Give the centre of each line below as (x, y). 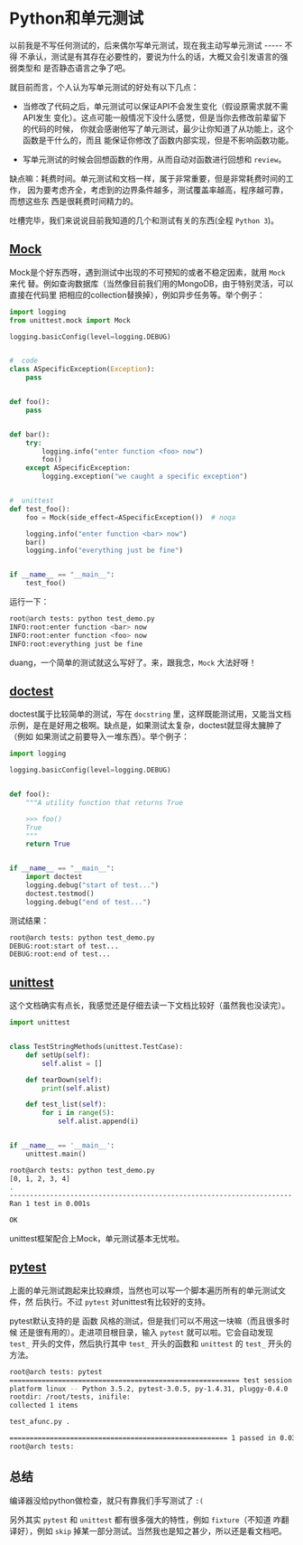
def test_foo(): (40, 509)
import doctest (54, 877)
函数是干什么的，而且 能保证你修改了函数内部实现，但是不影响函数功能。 (158, 140)
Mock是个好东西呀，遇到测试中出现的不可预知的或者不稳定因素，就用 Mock (147, 272)
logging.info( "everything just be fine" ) (104, 551)
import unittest (40, 1023)
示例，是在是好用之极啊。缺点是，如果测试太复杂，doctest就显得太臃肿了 (146, 726)
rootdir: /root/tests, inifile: (70, 1397)
